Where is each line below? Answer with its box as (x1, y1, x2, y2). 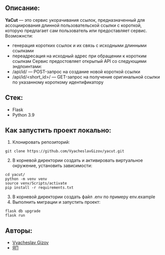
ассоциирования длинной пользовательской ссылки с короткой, (5, 22, 142, 28)
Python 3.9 (12, 112, 35, 118)
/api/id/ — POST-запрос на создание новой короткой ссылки (12, 69, 140, 75)
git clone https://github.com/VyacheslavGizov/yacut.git (5, 149, 125, 154)
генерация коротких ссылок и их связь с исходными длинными (12, 42, 147, 48)
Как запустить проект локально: (5, 126, 112, 135)
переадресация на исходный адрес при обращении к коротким (12, 53, 147, 59)
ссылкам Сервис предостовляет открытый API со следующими (12, 58, 147, 64)
